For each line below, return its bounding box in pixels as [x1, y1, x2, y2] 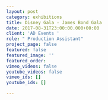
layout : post [6, 8, 39, 15]
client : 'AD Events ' [6, 31, 60, 36]
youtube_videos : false [6, 69, 62, 75]
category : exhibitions [6, 14, 62, 20]
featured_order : [6, 58, 46, 64]
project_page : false [6, 42, 58, 48]
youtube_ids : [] [6, 80, 46, 86]
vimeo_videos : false [6, 63, 58, 69]
